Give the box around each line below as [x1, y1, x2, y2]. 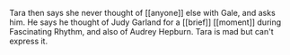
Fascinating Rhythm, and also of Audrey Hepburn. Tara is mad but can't [9, 27, 274, 36]
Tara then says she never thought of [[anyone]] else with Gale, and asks [9, 8, 276, 18]
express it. [9, 35, 48, 46]
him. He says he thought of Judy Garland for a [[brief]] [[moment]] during [9, 17, 282, 27]
